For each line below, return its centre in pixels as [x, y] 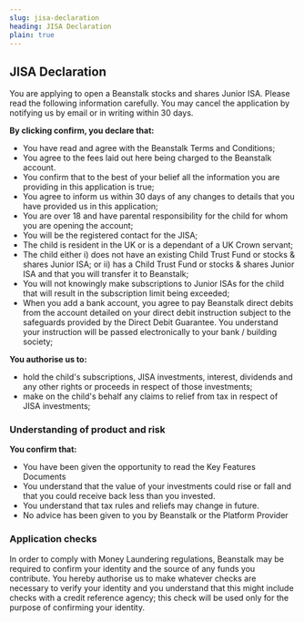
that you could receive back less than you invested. [119, 496]
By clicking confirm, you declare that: [82, 131]
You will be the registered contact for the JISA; [110, 235]
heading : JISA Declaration [61, 26]
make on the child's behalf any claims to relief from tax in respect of [150, 396]
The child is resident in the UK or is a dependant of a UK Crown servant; [158, 245]
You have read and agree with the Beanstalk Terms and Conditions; [149, 148]
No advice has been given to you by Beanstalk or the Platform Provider [155, 515]
